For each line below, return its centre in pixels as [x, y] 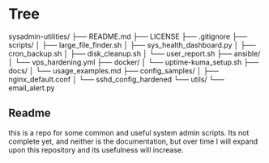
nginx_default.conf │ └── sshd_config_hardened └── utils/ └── [116, 79]
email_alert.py [32, 88]
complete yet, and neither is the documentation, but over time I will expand [133, 141]
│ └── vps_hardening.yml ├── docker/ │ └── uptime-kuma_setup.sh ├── [134, 62]
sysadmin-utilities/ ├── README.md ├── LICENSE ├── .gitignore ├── [128, 36]
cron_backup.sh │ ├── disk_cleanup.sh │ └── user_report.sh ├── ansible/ [134, 53]
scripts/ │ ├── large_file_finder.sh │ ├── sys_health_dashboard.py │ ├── [132, 44]
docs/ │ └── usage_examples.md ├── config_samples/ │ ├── [113, 70]
